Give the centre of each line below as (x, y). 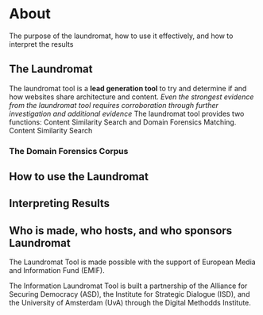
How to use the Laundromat (79, 177)
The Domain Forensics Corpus (69, 151)
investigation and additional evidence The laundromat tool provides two (127, 113)
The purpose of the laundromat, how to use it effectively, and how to (121, 36)
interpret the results (41, 44)
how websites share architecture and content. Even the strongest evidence (131, 97)
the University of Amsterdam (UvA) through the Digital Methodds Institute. (130, 303)
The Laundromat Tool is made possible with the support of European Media (133, 262)
